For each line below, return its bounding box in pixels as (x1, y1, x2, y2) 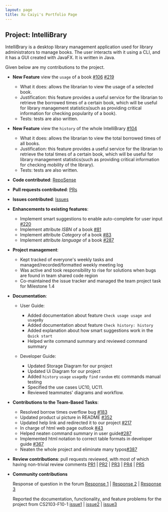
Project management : (12, 247, 59, 253)
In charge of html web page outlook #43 (20, 425, 104, 431)
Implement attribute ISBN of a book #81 (20, 226, 102, 232)
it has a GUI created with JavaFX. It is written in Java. (5, 55, 115, 61)
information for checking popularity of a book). (20, 110, 117, 116)
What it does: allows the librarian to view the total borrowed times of (20, 135, 161, 141)
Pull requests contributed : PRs (12, 187, 78, 193)
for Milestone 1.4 (20, 283, 55, 289)
